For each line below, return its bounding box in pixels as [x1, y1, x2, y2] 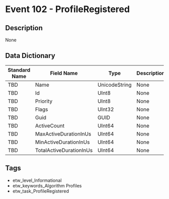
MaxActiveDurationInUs [35, 130, 92, 137]
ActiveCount [35, 122, 64, 129]
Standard [8, 67, 31, 74]
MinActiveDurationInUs [35, 139, 90, 146]
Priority [35, 97, 53, 104]
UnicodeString [97, 81, 132, 88]
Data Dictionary [5, 51, 55, 60]
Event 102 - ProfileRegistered [5, 4, 130, 15]
